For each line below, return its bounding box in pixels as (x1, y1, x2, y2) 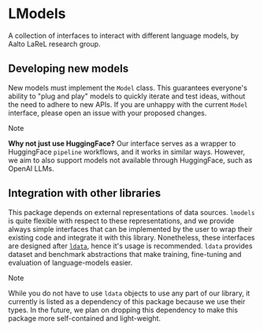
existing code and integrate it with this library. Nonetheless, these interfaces (8, 232, 255, 242)
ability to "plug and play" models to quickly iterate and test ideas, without (8, 91, 246, 101)
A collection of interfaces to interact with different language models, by (8, 31, 239, 40)
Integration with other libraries (8, 187, 161, 200)
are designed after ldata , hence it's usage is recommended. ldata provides (8, 241, 254, 251)
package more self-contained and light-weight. (8, 313, 161, 323)
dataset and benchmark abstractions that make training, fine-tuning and (8, 249, 242, 258)
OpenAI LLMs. (8, 163, 54, 173)
